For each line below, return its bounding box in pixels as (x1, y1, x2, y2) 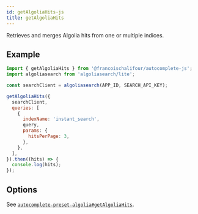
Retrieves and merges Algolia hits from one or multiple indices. (6, 31, 164, 39)
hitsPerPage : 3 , (28, 133, 70, 140)
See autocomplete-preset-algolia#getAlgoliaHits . (6, 201, 134, 208)
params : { (22, 128, 48, 134)
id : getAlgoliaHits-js (6, 9, 64, 15)
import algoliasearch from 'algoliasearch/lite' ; (6, 71, 136, 77)
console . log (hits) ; (12, 162, 62, 168)
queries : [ (12, 105, 40, 111)
